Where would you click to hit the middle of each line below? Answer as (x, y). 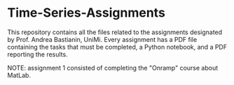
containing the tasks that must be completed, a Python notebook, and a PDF (117, 47)
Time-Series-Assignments (87, 13)
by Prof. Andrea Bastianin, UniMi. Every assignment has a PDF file (102, 39)
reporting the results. (37, 54)
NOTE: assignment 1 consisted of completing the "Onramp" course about (113, 68)
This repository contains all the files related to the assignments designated (115, 32)
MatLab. (19, 75)
